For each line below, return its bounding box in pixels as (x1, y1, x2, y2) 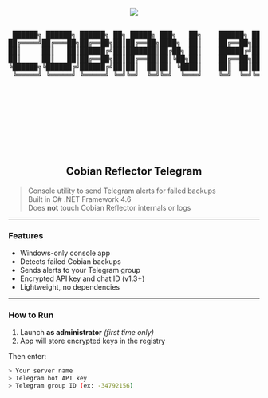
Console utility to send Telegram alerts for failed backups (27, 186, 217, 195)
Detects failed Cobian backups (19, 257, 121, 266)
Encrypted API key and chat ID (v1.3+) (19, 274, 145, 283)
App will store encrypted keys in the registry (19, 336, 166, 346)
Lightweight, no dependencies (19, 282, 120, 292)
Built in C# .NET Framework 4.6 (27, 194, 132, 203)
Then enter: (8, 352, 47, 361)
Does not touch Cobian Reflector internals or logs (27, 203, 191, 212)
